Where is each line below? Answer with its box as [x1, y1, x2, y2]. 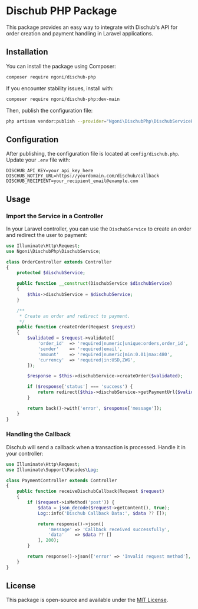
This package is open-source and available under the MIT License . [6, 597, 169, 604]
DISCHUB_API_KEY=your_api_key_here [6, 168, 94, 174]
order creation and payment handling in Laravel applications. [6, 29, 154, 37]
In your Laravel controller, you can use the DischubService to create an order [6, 225, 192, 232]
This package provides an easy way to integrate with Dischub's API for [6, 24, 178, 31]
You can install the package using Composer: [6, 62, 116, 70]
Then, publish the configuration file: [6, 107, 93, 114]
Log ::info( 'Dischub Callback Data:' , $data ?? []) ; [37, 510, 167, 516]
